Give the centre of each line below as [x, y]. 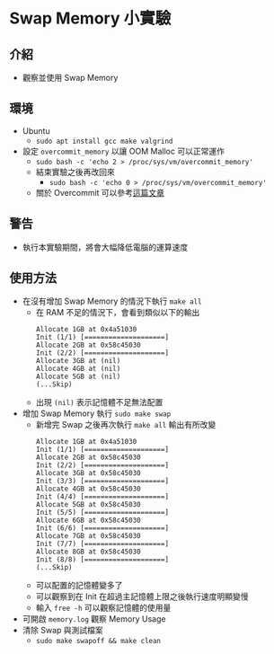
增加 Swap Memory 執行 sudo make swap [97, 413]
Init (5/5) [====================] [102, 513]
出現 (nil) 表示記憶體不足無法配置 [99, 402]
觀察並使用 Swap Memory [70, 78]
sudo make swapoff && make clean [98, 641]
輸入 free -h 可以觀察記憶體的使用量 [103, 608]
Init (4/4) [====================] [102, 497]
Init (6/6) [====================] [102, 528]
